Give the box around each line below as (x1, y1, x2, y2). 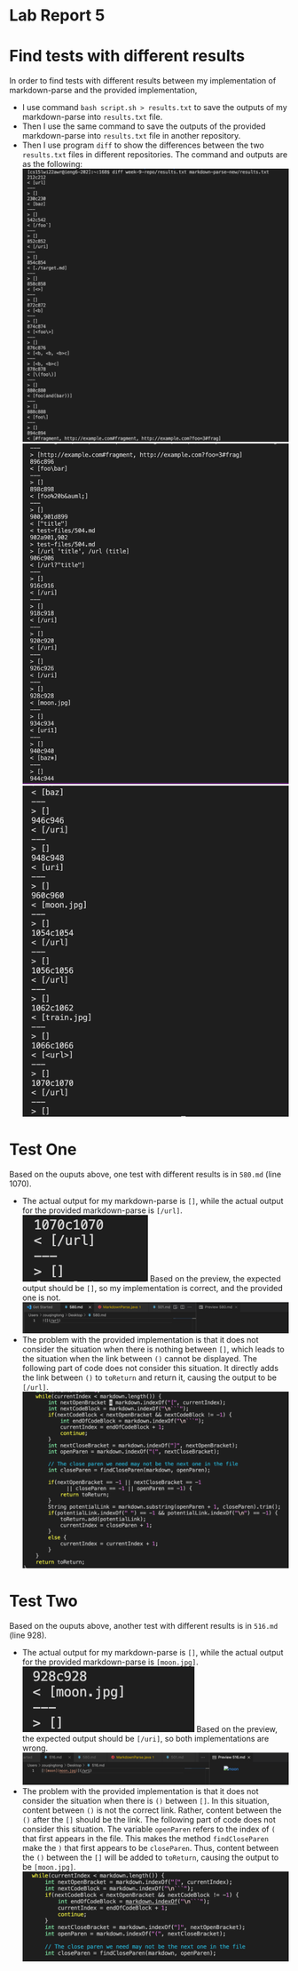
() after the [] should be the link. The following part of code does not (21, 1814, 277, 1824)
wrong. (21, 1743, 49, 1753)
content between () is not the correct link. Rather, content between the (21, 1805, 282, 1815)
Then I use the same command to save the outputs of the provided (21, 121, 266, 132)
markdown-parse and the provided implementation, (9, 85, 198, 96)
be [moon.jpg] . (21, 1861, 77, 1871)
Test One (9, 1139, 77, 1160)
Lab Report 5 (9, 5, 106, 26)
